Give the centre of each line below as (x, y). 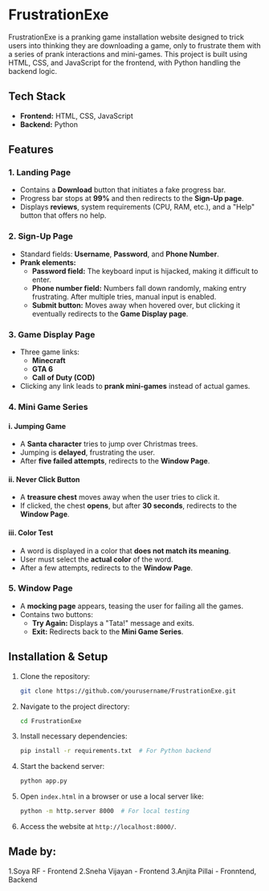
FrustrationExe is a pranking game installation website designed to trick (126, 37)
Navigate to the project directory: (75, 706)
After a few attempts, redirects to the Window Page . (106, 567)
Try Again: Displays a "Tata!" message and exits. (113, 623)
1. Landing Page (39, 173)
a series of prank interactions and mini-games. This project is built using (128, 54)
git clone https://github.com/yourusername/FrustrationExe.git (128, 691)
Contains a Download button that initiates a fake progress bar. (123, 190)
